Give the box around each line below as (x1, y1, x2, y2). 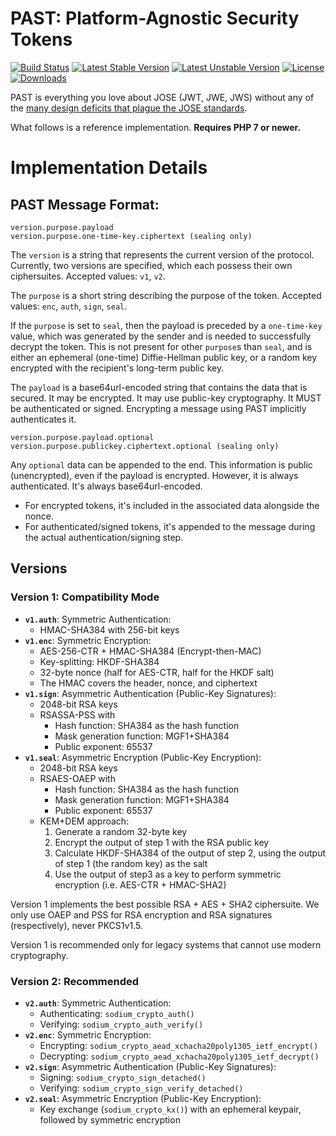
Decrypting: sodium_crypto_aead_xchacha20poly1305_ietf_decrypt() (39, 1050, 320, 1062)
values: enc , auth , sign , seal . (10, 300, 128, 312)
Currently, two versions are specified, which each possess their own (10, 259, 293, 271)
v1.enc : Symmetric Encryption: (24, 634, 152, 646)
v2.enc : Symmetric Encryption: (24, 1028, 152, 1041)
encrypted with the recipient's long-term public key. (10, 362, 225, 374)
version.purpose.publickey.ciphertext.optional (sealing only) (10, 441, 280, 451)
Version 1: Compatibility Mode (10, 590, 160, 604)
